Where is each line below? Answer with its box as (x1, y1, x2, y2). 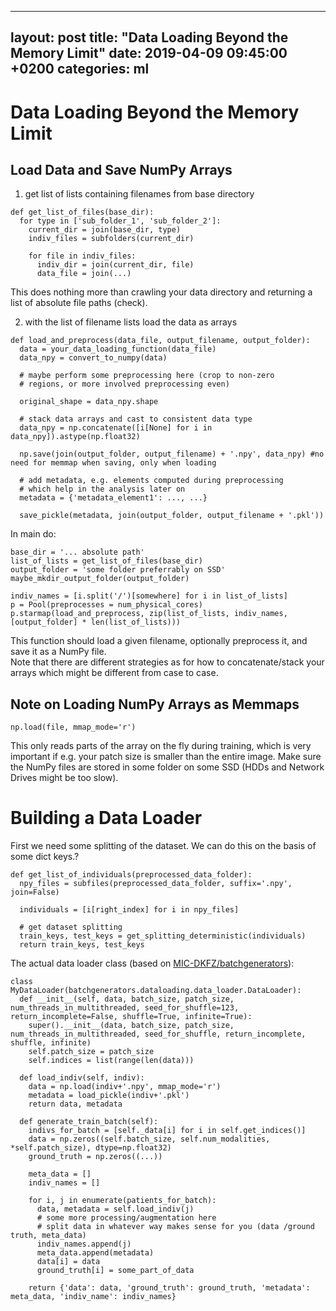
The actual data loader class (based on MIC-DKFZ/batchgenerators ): (10, 957, 295, 970)
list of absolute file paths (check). (10, 297, 148, 309)
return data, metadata (28, 1099, 123, 1110)
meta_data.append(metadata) (36, 1248, 155, 1258)
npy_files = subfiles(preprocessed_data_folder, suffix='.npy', (19, 879, 293, 889)
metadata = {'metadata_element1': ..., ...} (19, 493, 208, 503)
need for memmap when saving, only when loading (10, 458, 217, 468)
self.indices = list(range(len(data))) (28, 1056, 195, 1066)
